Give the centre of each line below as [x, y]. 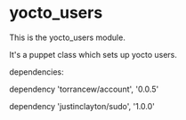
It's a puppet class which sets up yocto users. [93, 54]
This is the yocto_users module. [68, 37]
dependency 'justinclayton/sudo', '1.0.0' [82, 106]
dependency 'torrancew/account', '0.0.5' [84, 89]
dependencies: [36, 72]
